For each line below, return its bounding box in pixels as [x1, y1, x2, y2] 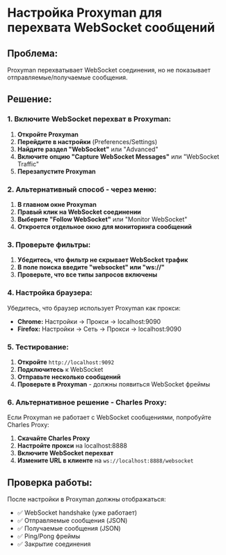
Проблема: [7, 47, 58, 59]
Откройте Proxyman [17, 130, 79, 139]
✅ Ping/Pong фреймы [17, 531, 81, 540]
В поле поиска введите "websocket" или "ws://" [17, 263, 165, 272]
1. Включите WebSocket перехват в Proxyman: [7, 114, 172, 124]
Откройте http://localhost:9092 [17, 357, 115, 366]
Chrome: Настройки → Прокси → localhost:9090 [17, 317, 161, 325]
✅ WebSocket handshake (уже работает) [17, 508, 138, 517]
